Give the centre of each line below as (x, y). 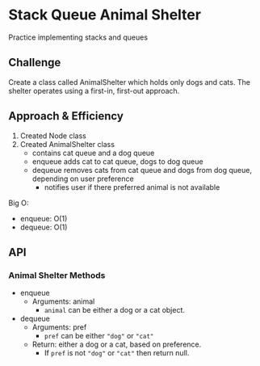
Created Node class (53, 136)
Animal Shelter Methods (57, 275)
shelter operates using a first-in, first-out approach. (94, 90)
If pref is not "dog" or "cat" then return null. (117, 353)
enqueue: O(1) (44, 218)
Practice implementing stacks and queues (78, 37)
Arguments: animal (63, 301)
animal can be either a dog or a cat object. (115, 310)
